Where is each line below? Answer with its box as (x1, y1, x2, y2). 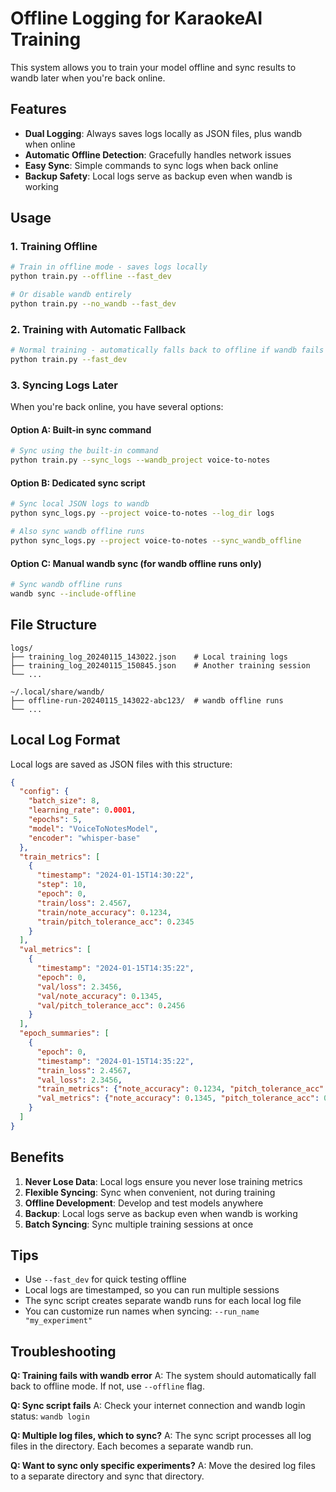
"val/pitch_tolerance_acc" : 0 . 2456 (36, 1000, 186, 1011)
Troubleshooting (10, 1343, 117, 1360)
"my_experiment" (24, 1316, 93, 1326)
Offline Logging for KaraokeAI (10, 7, 263, 30)
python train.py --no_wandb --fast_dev (10, 299, 177, 309)
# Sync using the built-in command (10, 446, 159, 456)
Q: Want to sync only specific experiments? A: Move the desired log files (10, 1460, 316, 1472)
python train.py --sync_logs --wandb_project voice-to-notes (10, 455, 271, 466)
